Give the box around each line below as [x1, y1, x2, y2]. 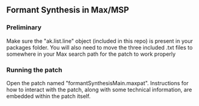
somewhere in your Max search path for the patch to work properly [6, 50, 176, 58]
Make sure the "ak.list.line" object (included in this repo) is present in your [6, 37, 193, 45]
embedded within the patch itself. [6, 92, 91, 100]
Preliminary [6, 23, 42, 32]
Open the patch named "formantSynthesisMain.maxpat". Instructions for [6, 79, 189, 86]
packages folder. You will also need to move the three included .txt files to [6, 44, 193, 51]
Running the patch [6, 66, 62, 74]
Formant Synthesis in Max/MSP [6, 5, 130, 15]
